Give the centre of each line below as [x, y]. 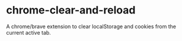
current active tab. [29, 32]
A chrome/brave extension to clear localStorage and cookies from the [91, 26]
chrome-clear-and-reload [71, 10]
